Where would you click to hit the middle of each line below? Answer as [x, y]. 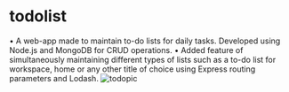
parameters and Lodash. [54, 78]
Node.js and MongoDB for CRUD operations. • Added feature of [126, 50]
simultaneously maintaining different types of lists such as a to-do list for [143, 59]
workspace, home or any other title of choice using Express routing [132, 69]
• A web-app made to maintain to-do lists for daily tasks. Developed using [145, 41]
